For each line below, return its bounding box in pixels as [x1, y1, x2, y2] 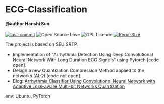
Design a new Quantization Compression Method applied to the [12, 67, 145, 74]
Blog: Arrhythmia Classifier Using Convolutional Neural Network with [12, 78, 155, 84]
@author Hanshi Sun [5, 20, 50, 26]
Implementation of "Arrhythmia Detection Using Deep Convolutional [12, 51, 153, 58]
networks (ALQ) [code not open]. [12, 73, 82, 79]
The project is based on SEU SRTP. [5, 41, 78, 47]
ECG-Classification [5, 4, 87, 15]
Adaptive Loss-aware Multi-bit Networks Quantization [12, 83, 125, 89]
